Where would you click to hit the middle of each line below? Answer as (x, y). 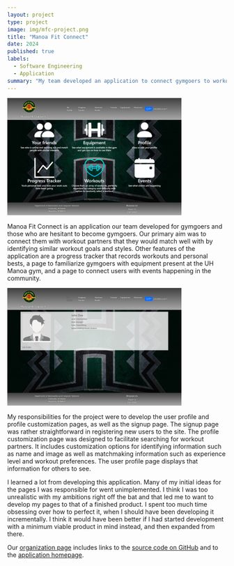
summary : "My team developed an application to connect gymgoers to (109, 81)
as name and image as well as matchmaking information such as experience (117, 454)
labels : (18, 59)
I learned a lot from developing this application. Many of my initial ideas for (114, 482)
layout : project (31, 15)
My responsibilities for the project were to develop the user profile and (108, 416)
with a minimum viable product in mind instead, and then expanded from (111, 526)
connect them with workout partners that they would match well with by (110, 241)
